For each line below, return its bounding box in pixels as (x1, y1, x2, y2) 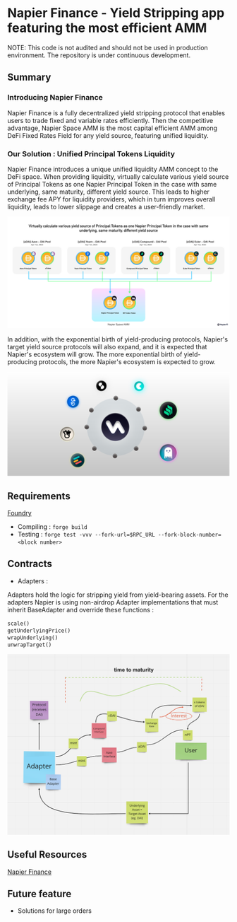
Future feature (7, 888, 72, 899)
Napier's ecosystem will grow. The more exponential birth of (7, 350, 183, 358)
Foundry (7, 508, 32, 517)
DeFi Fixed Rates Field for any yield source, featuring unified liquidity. (7, 131, 209, 139)
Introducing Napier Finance (7, 93, 104, 103)
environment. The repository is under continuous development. (7, 51, 191, 59)
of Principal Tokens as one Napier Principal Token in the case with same (7, 180, 217, 188)
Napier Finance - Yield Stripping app (7, 5, 225, 21)
